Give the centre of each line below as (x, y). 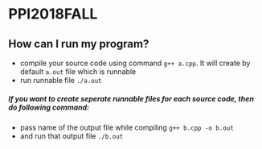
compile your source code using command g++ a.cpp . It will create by (135, 63)
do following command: (49, 107)
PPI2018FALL (53, 14)
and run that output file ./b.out (72, 136)
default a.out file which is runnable (78, 72)
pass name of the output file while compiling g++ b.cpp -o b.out (127, 127)
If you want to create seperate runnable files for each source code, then (131, 98)
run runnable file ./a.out (61, 80)
